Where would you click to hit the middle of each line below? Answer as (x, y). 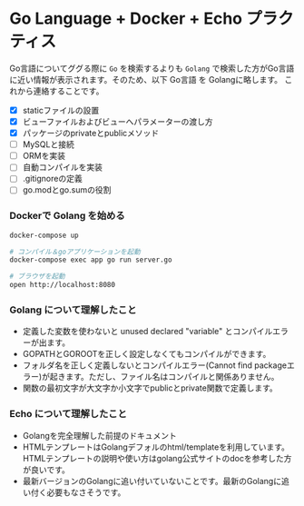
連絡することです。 (69, 91)
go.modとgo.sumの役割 (67, 190)
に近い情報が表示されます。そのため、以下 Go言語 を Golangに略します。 (146, 79)
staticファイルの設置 (61, 110)
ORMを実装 (44, 156)
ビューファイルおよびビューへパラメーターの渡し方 (118, 122)
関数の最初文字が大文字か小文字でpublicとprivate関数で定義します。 (150, 388)
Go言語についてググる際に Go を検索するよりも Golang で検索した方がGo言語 (152, 68)
